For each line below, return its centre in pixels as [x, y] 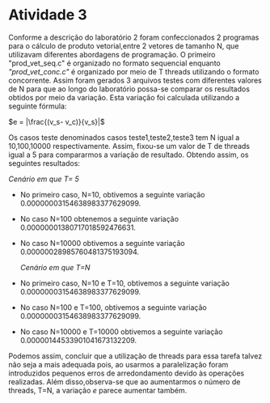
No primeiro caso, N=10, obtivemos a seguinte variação [112, 194]
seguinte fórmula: [38, 106]
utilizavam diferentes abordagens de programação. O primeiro [112, 54]
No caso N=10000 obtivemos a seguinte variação [102, 243]
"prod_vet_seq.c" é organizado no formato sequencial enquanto [114, 63]
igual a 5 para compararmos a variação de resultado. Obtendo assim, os [129, 155]
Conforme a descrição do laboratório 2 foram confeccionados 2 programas [134, 37]
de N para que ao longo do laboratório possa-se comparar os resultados [129, 89]
